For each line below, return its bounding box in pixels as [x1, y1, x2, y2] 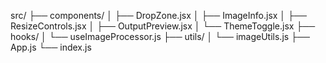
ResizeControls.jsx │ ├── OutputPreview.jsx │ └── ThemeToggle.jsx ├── [10, 20, 316, 32]
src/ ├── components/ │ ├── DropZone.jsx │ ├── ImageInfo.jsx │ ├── [10, 10, 307, 21]
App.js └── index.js [10, 41, 92, 53]
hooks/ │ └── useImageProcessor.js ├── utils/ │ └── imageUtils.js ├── [10, 31, 310, 42]
